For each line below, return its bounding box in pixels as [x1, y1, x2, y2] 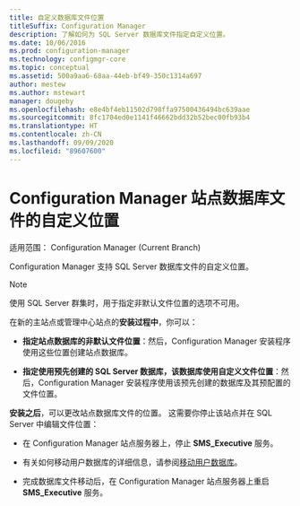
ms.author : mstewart [9, 88, 87, 97]
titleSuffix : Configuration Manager [9, 22, 146, 31]
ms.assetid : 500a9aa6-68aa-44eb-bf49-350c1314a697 [9, 72, 202, 81]
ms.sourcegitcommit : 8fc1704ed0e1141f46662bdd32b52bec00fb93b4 [9, 113, 251, 122]
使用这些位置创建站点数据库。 [21, 346, 133, 357]
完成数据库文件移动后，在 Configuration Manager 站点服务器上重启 [21, 475, 270, 486]
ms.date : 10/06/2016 [9, 38, 87, 48]
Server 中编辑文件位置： [9, 418, 99, 429]
